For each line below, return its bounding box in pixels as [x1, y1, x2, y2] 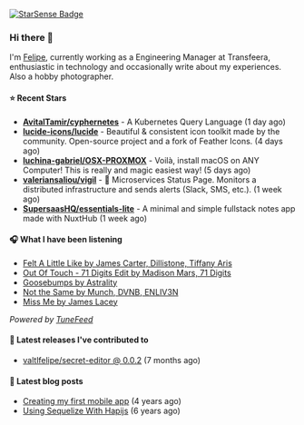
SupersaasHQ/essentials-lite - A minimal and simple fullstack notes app [22, 203, 296, 213]
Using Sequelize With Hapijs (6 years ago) [22, 405, 181, 417]
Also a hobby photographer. [9, 71, 114, 82]
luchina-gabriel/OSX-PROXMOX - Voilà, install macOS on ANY [22, 154, 260, 165]
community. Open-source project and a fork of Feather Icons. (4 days [22, 135, 283, 146]
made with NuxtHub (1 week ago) [22, 212, 148, 223]
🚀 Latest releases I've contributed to [9, 334, 149, 345]
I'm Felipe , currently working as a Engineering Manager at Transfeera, [9, 52, 270, 63]
